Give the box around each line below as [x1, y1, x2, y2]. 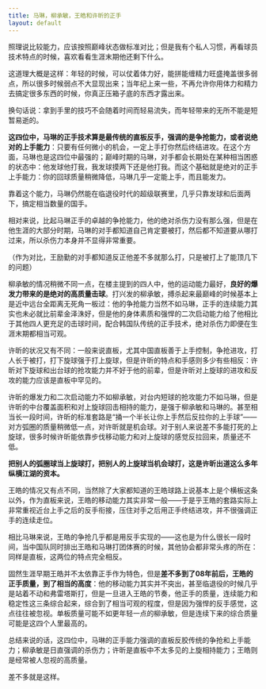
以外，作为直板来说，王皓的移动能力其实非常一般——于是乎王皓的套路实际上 [8, 495, 258, 505]
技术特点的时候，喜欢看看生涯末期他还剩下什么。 [8, 52, 168, 61]
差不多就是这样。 [8, 672, 64, 681]
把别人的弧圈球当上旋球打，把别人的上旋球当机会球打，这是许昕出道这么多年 [8, 458, 258, 468]
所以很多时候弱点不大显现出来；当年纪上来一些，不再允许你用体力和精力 [21, 79, 258, 88]
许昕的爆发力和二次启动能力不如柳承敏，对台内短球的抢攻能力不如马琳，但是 [8, 392, 258, 402]
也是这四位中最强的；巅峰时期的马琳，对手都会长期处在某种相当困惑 [35, 152, 258, 161]
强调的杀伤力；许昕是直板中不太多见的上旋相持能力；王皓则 [63, 645, 258, 655]
